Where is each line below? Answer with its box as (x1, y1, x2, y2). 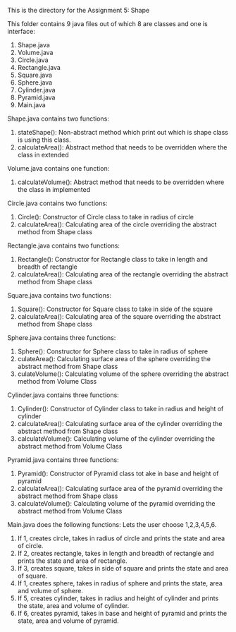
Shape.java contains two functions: (7, 114, 109, 123)
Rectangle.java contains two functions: (7, 241, 120, 250)
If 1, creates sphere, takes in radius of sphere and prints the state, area (17, 579, 223, 588)
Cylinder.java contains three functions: (7, 391, 120, 399)
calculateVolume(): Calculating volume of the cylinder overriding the (17, 435, 216, 443)
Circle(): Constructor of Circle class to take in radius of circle (17, 213, 194, 221)
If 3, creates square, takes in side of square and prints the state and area (17, 564, 229, 572)
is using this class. (17, 135, 72, 144)
